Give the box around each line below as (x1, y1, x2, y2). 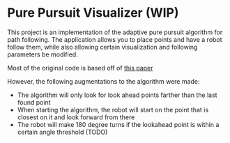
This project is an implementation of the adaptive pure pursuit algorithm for (7, 28, 223, 36)
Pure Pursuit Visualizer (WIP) (7, 5, 179, 21)
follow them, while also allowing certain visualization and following (7, 43, 198, 51)
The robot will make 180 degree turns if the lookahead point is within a (17, 120, 220, 128)
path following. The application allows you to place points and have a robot (7, 35, 222, 43)
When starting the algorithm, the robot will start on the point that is (17, 105, 209, 114)
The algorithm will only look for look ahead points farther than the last (17, 91, 217, 99)
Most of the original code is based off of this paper (7, 63, 153, 72)
